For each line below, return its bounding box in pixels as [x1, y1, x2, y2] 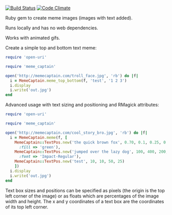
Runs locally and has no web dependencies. [5, 25, 98, 31]
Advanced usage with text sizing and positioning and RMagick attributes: [5, 102, 159, 108]
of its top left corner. [5, 204, 49, 210]
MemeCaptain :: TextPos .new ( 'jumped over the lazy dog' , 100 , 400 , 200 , [14, 149, 168, 154]
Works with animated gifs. [5, 35, 60, 41]
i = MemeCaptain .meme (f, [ [10, 135, 68, 140]
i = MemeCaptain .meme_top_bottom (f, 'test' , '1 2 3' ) [10, 78, 127, 83]
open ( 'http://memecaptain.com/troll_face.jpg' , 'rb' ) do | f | [5, 73, 139, 78]
